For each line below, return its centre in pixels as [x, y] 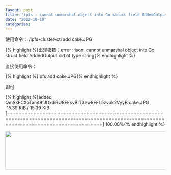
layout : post [19, 10]
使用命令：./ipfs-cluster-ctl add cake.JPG [49, 39]
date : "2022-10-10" [26, 19]
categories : [18, 24]
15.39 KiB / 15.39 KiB [28, 108]
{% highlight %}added [28, 97]
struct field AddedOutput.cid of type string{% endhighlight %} [70, 56]
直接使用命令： [21, 66]
